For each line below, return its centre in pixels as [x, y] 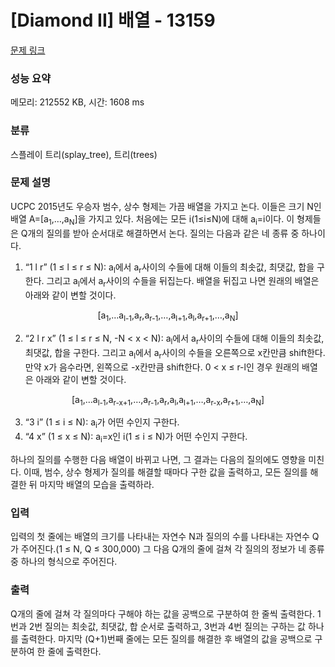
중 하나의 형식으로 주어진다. [64, 562]
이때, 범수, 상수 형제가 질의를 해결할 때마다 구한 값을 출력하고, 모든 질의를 [165, 472]
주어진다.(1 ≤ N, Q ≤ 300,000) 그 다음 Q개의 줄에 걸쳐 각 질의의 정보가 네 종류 [172, 549]
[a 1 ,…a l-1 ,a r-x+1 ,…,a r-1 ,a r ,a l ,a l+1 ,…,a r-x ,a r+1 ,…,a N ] [168, 400]
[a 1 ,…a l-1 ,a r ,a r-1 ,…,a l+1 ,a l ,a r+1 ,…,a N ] [168, 316]
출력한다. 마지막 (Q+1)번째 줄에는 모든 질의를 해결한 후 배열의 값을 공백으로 [166, 638]
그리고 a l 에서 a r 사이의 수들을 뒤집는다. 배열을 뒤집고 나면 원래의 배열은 [183, 282]
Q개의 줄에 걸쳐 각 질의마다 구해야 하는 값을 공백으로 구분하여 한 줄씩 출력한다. [163, 613]
